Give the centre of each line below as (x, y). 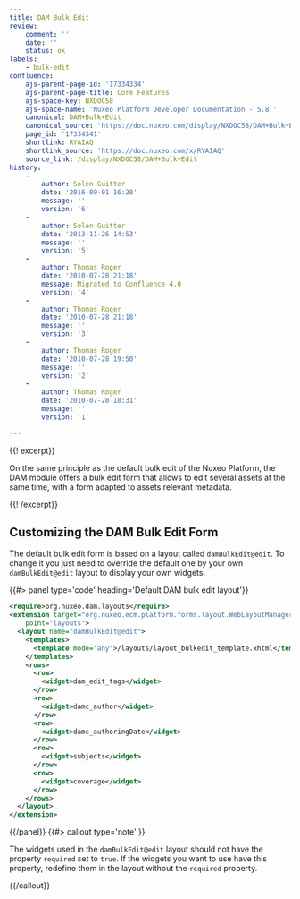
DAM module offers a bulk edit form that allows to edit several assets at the (147, 477)
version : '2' (66, 376)
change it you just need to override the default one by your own (126, 563)
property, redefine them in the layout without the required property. (133, 869)
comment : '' (47, 34)
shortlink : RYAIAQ (59, 142)
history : (25, 167)
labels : (24, 59)
